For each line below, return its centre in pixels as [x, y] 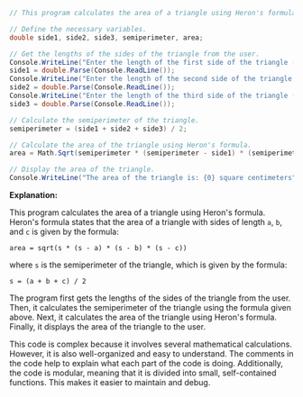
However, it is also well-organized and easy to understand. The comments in [151, 354]
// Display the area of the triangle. [82, 170]
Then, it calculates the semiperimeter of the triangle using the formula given [150, 307]
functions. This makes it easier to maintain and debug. [110, 382]
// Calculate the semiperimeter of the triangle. [105, 120]
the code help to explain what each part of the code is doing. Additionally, [147, 363]
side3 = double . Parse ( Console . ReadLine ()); [92, 104]
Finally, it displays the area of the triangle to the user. [107, 327]
